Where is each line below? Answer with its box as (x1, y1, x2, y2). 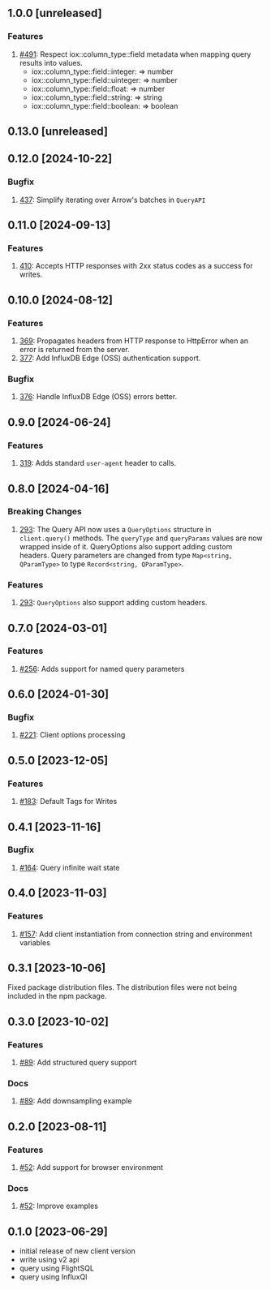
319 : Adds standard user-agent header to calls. (19, 458, 176, 468)
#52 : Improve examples (19, 1201, 99, 1211)
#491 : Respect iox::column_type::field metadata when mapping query (19, 49, 252, 59)
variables (19, 937, 50, 948)
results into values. (19, 58, 83, 67)
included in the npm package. (7, 991, 107, 1001)
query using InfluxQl (19, 1272, 88, 1282)
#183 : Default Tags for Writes (19, 797, 118, 806)
